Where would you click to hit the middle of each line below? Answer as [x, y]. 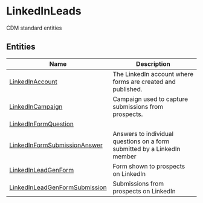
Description [153, 63]
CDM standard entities [34, 28]
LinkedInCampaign [36, 106]
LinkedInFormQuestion [41, 124]
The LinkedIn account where [153, 74]
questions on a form [141, 141]
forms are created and [144, 82]
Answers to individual [143, 134]
